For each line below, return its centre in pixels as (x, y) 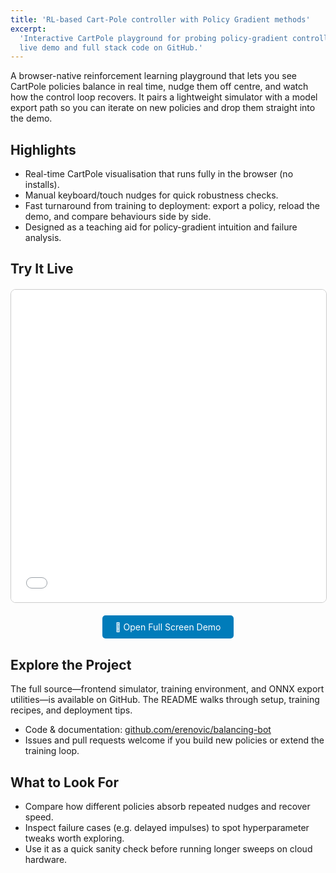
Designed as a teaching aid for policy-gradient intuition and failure (161, 227)
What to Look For (64, 782)
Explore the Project (71, 664)
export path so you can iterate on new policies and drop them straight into (163, 108)
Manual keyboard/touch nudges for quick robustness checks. (151, 195)
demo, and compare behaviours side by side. (118, 217)
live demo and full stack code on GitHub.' (111, 47)
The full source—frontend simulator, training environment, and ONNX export (167, 689)
